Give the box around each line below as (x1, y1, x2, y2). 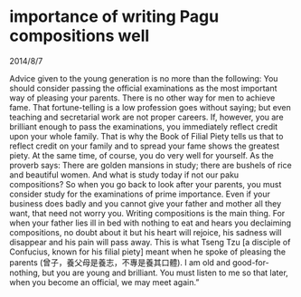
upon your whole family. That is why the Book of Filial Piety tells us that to (9, 130, 284, 141)
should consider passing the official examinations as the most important (9, 82, 277, 93)
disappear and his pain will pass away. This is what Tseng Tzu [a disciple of (9, 236, 291, 247)
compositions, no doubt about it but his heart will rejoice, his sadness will (9, 226, 282, 237)
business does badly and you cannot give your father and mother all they (9, 197, 282, 209)
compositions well (9, 25, 150, 46)
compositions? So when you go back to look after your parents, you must (9, 178, 282, 189)
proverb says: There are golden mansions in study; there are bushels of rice (9, 159, 292, 170)
